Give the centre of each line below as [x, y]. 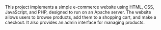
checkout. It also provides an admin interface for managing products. [75, 22]
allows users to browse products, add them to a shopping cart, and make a [81, 17]
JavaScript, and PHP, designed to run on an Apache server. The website [78, 12]
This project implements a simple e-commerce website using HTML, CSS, [80, 7]
